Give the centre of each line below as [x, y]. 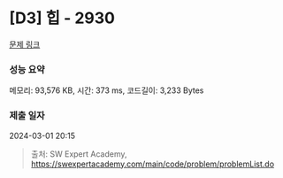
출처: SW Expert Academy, [79, 154]
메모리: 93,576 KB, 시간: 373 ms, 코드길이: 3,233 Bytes [107, 90]
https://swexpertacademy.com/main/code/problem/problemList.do [153, 164]
